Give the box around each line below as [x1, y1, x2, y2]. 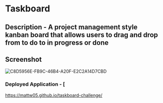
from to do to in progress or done [5, 38, 109, 47]
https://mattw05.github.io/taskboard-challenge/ [5, 92, 103, 98]
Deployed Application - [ [5, 81, 65, 88]
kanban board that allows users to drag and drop [5, 30, 159, 39]
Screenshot [5, 55, 42, 64]
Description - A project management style [5, 23, 138, 31]
